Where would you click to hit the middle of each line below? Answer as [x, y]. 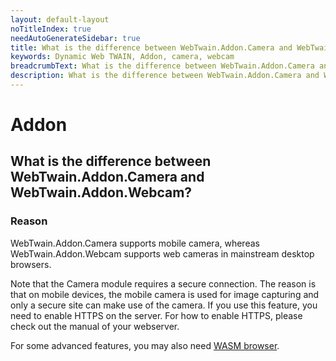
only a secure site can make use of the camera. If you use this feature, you [164, 305]
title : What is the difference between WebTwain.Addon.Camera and [151, 47]
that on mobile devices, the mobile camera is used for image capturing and [165, 294]
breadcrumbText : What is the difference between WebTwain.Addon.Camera [162, 66]
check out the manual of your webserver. [95, 326]
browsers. [31, 264]
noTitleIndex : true [51, 29]
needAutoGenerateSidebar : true [75, 38]
